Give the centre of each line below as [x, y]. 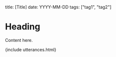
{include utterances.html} [31, 49]
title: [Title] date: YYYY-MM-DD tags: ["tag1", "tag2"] [58, 7]
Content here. [19, 40]
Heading [23, 27]
